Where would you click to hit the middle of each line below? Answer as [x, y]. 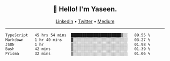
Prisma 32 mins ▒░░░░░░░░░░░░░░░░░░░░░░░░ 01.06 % [78, 54]
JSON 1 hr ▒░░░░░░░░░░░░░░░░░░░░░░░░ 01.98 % [78, 44]
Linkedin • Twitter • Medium [85, 21]
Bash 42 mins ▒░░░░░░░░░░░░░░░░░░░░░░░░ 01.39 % [78, 49]
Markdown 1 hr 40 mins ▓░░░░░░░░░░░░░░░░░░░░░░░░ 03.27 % [78, 40]
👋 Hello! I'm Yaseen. [85, 9]
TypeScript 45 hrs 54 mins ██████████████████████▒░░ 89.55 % [78, 35]
